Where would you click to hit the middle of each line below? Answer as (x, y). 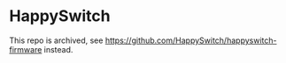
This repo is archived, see (56, 40)
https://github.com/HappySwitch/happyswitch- (191, 40)
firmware (26, 49)
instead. (58, 49)
